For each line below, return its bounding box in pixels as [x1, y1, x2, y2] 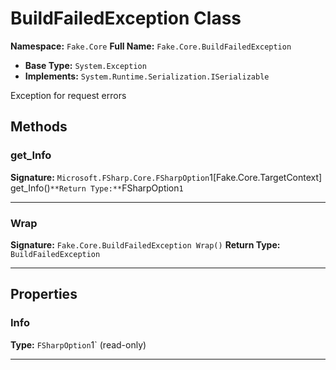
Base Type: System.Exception [24, 59, 147, 71]
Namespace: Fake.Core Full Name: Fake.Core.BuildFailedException [10, 40, 292, 52]
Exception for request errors [10, 89, 127, 101]
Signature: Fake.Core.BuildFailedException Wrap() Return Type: [10, 238, 281, 251]
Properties [10, 286, 78, 303]
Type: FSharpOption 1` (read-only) [10, 338, 147, 351]
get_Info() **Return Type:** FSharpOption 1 [10, 182, 184, 194]
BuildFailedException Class [10, 7, 242, 30]
